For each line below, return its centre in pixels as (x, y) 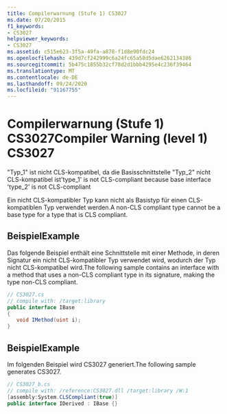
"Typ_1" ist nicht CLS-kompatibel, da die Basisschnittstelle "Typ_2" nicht (109, 172)
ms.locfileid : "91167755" (44, 90)
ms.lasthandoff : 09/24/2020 (47, 84)
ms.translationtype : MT (41, 71)
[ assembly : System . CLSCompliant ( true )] (62, 397)
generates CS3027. (34, 371)
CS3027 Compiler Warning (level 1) (107, 139)
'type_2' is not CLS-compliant (49, 187)
